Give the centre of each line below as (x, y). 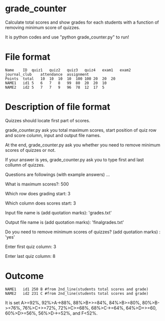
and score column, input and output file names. (53, 135)
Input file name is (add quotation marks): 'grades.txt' (58, 213)
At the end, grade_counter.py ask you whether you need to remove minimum (83, 145)
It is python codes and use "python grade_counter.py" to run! (67, 37)
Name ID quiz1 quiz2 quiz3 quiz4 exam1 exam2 (68, 70)
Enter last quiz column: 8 (30, 256)
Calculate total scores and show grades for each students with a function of (82, 22)
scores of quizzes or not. (30, 150)
